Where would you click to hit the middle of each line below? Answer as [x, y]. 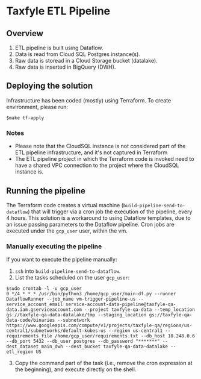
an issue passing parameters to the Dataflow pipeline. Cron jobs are [90, 224]
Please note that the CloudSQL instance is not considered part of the [100, 146]
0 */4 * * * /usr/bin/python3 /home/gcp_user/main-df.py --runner [91, 294]
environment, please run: [37, 107]
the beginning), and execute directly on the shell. [76, 369]
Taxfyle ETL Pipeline [58, 11]
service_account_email [35, 305]
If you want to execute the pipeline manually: [62, 260]
